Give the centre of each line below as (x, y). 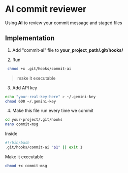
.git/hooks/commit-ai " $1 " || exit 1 (44, 147)
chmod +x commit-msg (26, 166)
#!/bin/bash (17, 143)
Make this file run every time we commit (53, 111)
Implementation (30, 38)
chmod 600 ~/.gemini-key (31, 101)
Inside (11, 134)
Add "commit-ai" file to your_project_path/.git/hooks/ (68, 50)
